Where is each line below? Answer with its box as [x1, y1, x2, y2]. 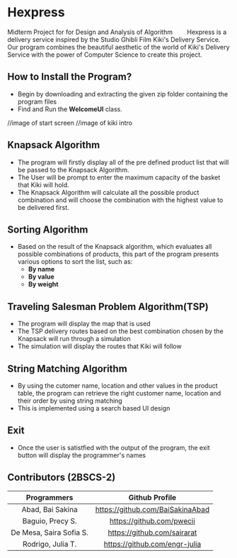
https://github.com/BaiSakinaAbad [95, 504, 210, 514]
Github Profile [128, 492, 177, 502]
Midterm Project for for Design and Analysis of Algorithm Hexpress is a [7, 28, 227, 36]
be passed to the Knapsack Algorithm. [17, 165, 129, 174]
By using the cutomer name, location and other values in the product [17, 381, 218, 390]
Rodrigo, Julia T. [22, 539, 77, 549]
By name [28, 265, 55, 274]
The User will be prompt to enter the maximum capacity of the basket [17, 173, 221, 182]
